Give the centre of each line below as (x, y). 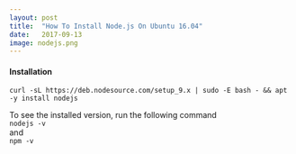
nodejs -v (28, 124)
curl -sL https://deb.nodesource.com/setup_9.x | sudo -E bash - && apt (148, 91)
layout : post (34, 18)
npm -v (22, 141)
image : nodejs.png (44, 43)
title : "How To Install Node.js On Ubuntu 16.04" (106, 26)
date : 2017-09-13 (46, 34)
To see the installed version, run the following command (113, 115)
